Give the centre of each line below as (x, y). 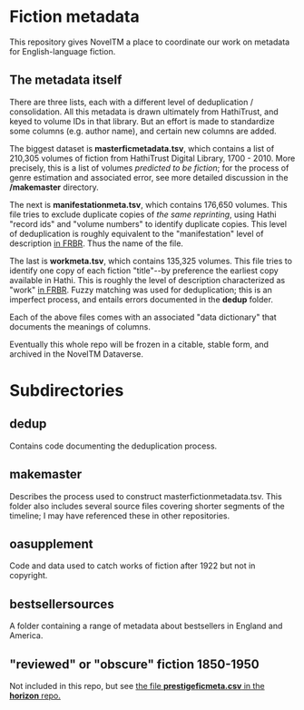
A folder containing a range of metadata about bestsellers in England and (146, 626)
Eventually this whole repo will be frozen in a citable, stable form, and (139, 344)
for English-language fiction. (63, 51)
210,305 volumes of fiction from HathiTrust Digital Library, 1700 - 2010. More (152, 158)
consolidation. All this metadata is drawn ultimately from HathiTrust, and (144, 112)
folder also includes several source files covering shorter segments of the (147, 506)
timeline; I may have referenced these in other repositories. (120, 516)
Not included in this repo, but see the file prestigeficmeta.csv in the (137, 686)
